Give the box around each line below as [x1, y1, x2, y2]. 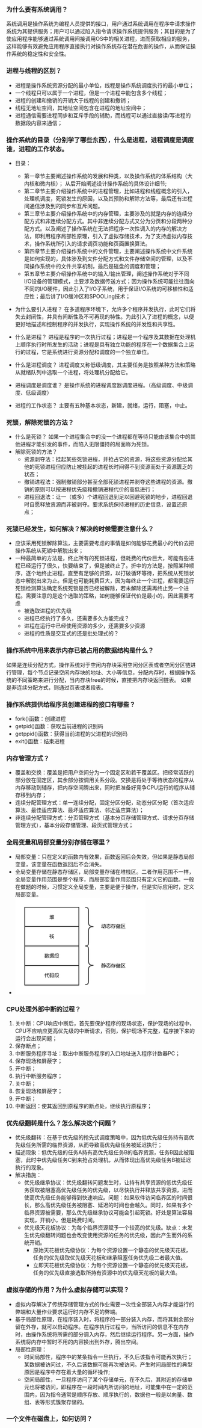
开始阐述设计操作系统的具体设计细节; [75, 179, 167, 187]
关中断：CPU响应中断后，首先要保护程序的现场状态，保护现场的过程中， [14, 1019, 195, 1027]
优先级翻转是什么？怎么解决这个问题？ [6, 1119, 117, 1127]
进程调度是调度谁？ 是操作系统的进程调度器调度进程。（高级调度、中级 [14, 381, 188, 389]
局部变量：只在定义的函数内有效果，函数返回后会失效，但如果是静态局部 [14, 853, 194, 860]
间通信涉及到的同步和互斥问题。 [23, 202, 103, 209]
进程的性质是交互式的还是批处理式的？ [23, 630, 119, 637]
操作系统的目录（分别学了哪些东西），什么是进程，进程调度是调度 [6, 135, 194, 144]
